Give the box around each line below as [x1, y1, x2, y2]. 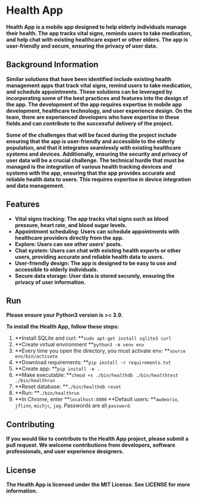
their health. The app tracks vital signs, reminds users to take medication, [6, 29, 192, 36]
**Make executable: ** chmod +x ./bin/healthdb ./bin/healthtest [14, 371, 178, 379]
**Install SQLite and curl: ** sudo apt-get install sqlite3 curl [14, 334, 172, 342]
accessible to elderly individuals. [14, 266, 99, 273]
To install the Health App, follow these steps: [6, 323, 120, 330]
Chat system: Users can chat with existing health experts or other [14, 247, 181, 254]
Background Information [6, 60, 99, 70]
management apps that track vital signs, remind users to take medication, [6, 82, 192, 89]
